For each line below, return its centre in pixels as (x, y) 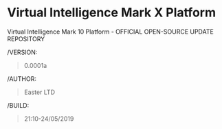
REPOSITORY (26, 38)
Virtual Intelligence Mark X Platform (112, 13)
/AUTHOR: (22, 79)
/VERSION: (22, 52)
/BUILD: (18, 105)
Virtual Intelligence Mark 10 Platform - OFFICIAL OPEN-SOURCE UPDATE (111, 32)
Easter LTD (39, 92)
